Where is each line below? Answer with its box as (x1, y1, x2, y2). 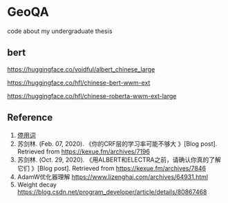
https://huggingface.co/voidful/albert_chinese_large (7, 65, 155, 73)
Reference (7, 111, 53, 124)
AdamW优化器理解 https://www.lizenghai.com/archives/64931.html (17, 173, 209, 181)
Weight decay (17, 180, 57, 189)
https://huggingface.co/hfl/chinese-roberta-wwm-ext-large (7, 92, 177, 100)
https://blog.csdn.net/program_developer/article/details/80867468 (17, 187, 207, 196)
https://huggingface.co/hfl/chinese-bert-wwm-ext (7, 78, 151, 87)
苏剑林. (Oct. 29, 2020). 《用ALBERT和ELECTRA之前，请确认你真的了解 (17, 156, 221, 164)
